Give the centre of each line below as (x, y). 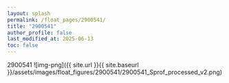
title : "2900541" (32, 26)
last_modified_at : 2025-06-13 (51, 39)
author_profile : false (40, 33)
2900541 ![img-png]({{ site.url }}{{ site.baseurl (73, 65)
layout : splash (29, 13)
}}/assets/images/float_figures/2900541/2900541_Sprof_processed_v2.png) (115, 72)
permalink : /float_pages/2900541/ (57, 20)
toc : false (23, 45)
